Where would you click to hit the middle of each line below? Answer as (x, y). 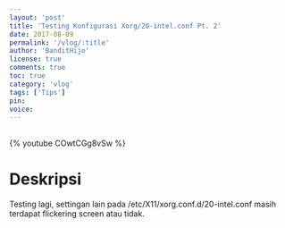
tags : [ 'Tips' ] (38, 92)
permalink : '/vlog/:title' (59, 42)
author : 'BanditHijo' (50, 51)
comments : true (38, 68)
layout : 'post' (38, 17)
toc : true (28, 76)
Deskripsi (46, 179)
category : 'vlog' (42, 84)
